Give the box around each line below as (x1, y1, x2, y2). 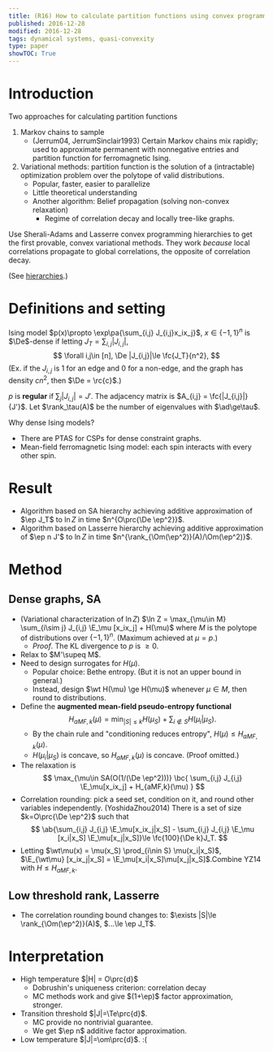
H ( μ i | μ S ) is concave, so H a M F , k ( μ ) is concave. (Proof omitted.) (32, 750, 240, 762)
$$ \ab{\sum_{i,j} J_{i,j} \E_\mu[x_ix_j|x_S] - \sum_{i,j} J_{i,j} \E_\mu (31, 825, 254, 834)
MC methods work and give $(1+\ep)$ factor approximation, (32, 991, 233, 1001)
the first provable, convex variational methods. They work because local (8, 237, 250, 248)
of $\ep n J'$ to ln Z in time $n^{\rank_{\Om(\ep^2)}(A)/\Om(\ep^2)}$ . (19, 531, 253, 541)
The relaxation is (19, 760, 76, 770)
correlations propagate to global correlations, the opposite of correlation (8, 246, 250, 256)
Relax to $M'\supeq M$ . (19, 650, 102, 660)
